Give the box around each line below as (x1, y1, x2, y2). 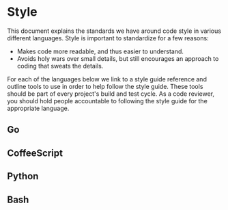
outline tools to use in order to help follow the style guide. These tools (7, 82, 203, 90)
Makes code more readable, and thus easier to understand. (16, 47, 184, 55)
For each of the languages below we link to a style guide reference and (7, 75, 207, 83)
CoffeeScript (7, 147, 63, 159)
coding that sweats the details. (16, 62, 104, 70)
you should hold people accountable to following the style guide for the (7, 96, 208, 105)
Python (7, 170, 39, 182)
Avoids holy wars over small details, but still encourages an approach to (16, 54, 219, 62)
